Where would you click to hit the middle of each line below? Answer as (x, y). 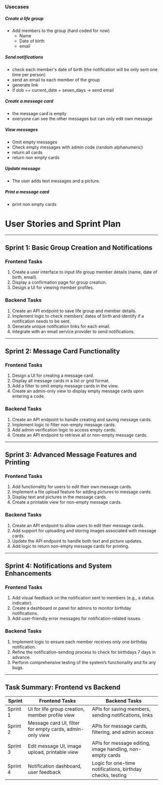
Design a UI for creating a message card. (53, 375)
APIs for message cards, (120, 726)
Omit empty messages (34, 142)
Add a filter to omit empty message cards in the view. (65, 386)
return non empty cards (36, 157)
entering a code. (28, 396)
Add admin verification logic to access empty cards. (64, 430)
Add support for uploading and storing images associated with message (84, 530)
